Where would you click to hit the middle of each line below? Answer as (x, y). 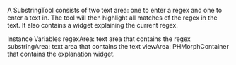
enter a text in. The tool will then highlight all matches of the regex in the (112, 18)
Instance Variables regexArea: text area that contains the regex (99, 39)
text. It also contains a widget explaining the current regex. (93, 25)
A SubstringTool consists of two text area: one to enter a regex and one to (115, 10)
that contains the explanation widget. (61, 54)
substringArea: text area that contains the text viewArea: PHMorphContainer (118, 46)
